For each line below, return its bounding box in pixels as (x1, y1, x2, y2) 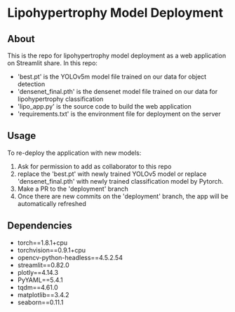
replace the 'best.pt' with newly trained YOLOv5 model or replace (17, 170, 207, 178)
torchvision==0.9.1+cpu (17, 245, 86, 254)
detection (17, 80, 46, 88)
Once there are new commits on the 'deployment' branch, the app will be (17, 191, 229, 201)
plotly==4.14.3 (17, 268, 58, 276)
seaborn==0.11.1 (17, 298, 64, 306)
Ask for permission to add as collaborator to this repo (17, 162, 172, 170)
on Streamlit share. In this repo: (7, 59, 98, 67)
